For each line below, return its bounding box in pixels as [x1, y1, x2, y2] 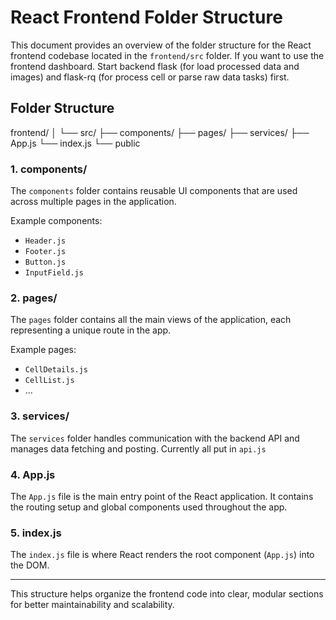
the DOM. [10, 559, 50, 571]
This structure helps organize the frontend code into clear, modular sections [10, 588, 324, 600]
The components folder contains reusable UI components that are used [10, 185, 298, 197]
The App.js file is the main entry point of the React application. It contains [10, 490, 314, 502]
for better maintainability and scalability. [10, 599, 175, 611]
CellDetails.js [24, 365, 89, 375]
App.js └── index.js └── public [10, 137, 141, 149]
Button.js [24, 257, 67, 268]
